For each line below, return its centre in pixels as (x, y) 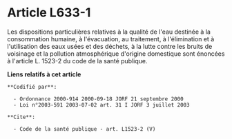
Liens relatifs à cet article (44, 74)
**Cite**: (21, 117)
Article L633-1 (49, 13)
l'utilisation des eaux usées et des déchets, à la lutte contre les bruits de (110, 46)
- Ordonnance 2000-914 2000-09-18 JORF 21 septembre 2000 (99, 99)
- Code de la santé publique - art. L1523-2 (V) (85, 129)
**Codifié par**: (32, 87)
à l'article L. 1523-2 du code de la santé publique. (77, 61)
